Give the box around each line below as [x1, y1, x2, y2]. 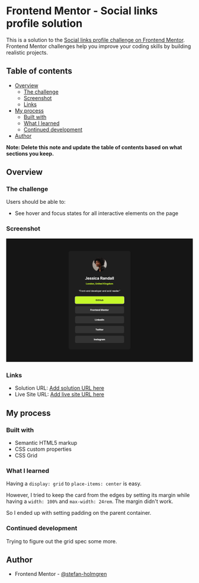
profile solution [6, 17, 83, 30]
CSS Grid [14, 451, 37, 459]
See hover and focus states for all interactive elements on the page [14, 210, 179, 217]
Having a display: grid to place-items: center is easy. [6, 480, 142, 487]
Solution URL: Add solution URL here [14, 385, 105, 392]
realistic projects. [6, 49, 49, 56]
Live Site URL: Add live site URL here [14, 391, 105, 398]
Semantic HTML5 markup [14, 439, 78, 446]
